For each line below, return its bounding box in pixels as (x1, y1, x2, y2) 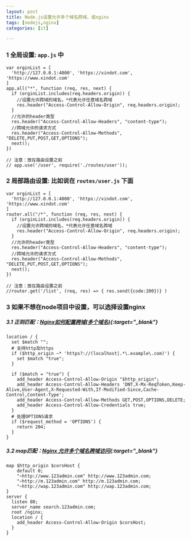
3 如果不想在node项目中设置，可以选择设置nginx (6, 302, 146, 311)
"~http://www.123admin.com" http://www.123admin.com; (17, 473, 152, 479)
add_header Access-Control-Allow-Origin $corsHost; (17, 519, 146, 526)
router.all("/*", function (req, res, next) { (6, 211, 123, 217)
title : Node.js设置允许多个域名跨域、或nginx (6, 14, 109, 20)
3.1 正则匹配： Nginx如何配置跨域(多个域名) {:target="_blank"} (6, 318, 158, 325)
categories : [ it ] (6, 25, 49, 31)
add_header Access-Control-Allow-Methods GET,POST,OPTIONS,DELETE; (17, 397, 186, 403)
